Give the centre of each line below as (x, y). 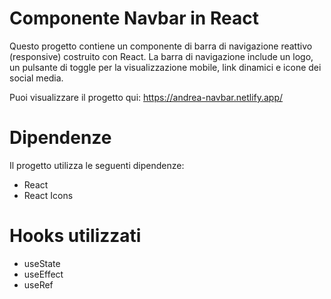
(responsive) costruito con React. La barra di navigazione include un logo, (161, 56)
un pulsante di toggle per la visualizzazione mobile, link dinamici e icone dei (165, 67)
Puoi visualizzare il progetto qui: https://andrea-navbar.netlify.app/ (146, 97)
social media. (36, 78)
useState (42, 263)
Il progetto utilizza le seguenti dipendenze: (97, 165)
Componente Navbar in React (134, 18)
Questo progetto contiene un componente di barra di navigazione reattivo (161, 46)
